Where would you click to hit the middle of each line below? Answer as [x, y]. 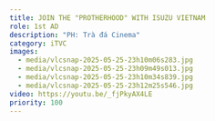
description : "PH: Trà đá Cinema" [75, 35]
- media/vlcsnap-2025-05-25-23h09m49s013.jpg [106, 69]
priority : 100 [36, 102]
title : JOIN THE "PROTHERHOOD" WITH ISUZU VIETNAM [107, 18]
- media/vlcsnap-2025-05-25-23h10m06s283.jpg [106, 60]
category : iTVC [38, 43]
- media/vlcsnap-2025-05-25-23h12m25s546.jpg [106, 86]
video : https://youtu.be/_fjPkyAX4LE [81, 94]
